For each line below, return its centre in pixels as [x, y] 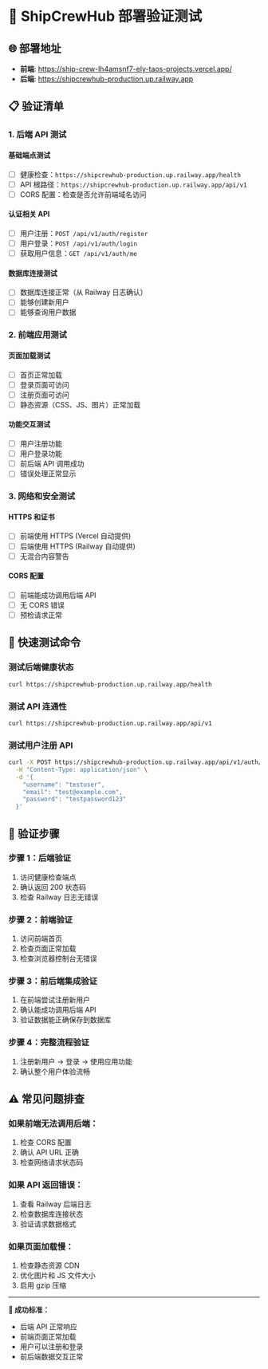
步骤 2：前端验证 [41, 919]
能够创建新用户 [44, 302]
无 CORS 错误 [42, 605]
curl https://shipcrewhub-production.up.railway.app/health [110, 684]
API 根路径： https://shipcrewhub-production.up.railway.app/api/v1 [133, 184]
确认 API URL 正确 [49, 1152]
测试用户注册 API [41, 745]
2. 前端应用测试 [38, 335]
